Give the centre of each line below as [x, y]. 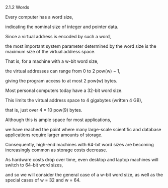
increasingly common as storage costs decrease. [56, 150]
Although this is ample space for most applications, [58, 120]
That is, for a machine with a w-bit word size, [52, 61]
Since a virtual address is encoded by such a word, [58, 36]
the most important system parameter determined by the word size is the [81, 46]
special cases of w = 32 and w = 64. [43, 180]
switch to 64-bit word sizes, [34, 165]
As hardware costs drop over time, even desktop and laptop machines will [82, 160]
